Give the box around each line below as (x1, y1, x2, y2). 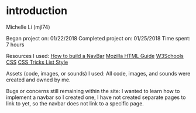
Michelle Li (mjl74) (6, 23, 51, 30)
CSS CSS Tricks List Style (6, 59, 68, 66)
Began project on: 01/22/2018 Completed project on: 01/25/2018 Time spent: (6, 35, 191, 42)
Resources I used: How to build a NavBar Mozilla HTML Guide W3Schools (6, 52, 184, 59)
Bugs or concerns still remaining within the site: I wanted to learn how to (6, 87, 180, 94)
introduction (6, 4, 68, 18)
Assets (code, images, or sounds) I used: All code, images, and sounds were (6, 70, 191, 77)
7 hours (6, 41, 25, 48)
